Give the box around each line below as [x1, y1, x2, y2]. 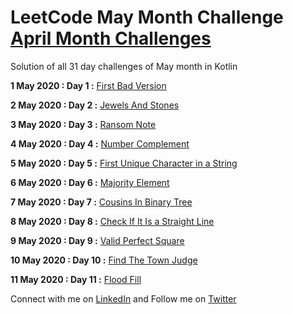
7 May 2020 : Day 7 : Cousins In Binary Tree [10, 196, 193, 208]
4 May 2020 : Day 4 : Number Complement [10, 137, 190, 150]
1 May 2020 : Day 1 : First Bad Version [10, 79, 167, 91]
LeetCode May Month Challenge [10, 6, 284, 29]
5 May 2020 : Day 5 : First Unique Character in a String [10, 157, 238, 169]
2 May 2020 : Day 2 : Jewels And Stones [10, 99, 180, 111]
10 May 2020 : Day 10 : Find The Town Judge [10, 254, 198, 266]
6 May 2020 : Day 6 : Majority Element [10, 176, 170, 188]
